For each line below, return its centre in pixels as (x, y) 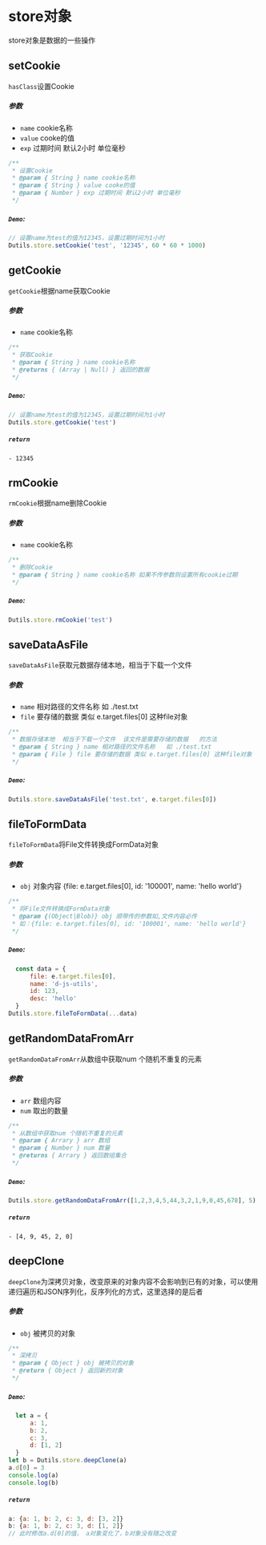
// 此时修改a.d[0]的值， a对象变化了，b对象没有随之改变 (93, 1534)
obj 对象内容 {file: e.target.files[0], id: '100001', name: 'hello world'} (131, 886)
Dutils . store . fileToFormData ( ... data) (73, 1014)
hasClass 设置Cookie (41, 86)
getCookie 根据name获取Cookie (59, 290)
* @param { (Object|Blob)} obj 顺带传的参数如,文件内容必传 (105, 916)
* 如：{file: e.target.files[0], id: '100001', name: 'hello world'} (129, 924)
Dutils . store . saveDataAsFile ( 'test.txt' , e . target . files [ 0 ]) (113, 799)
